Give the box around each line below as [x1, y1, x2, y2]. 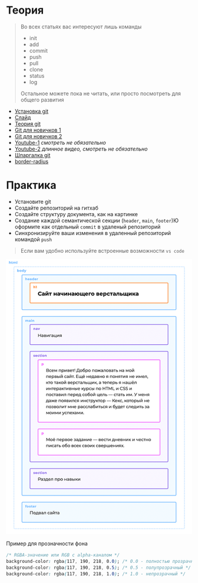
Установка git [14, 108, 49, 115]
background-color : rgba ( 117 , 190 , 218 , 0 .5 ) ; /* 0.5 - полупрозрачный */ [6, 565, 192, 571]
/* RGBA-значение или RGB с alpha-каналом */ [6, 552, 120, 558]
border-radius [14, 158, 49, 165]
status [29, 72, 45, 79]
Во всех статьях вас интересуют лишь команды [20, 23, 142, 30]
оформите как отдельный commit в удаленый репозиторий [14, 223, 161, 230]
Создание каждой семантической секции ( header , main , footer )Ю [14, 217, 179, 224]
